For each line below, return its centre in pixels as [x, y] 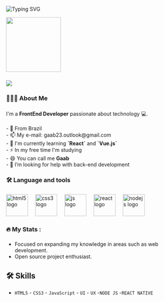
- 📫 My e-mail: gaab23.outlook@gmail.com [59, 135]
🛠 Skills [21, 275]
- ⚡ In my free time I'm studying [44, 150]
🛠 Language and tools [39, 180]
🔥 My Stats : [24, 229]
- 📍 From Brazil [24, 128]
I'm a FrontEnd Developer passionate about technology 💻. [77, 113]
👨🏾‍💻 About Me [27, 98]
